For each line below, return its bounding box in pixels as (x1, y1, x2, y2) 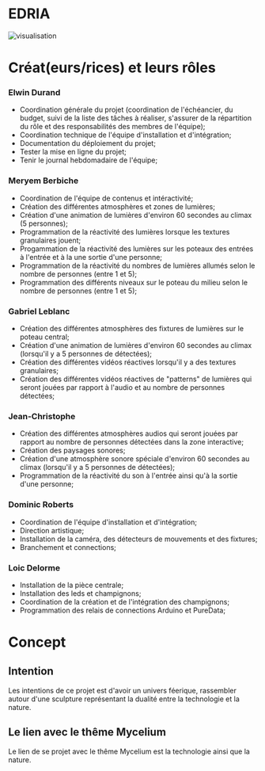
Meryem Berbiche (8, 175, 79, 186)
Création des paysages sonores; (19, 445, 126, 456)
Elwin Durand (8, 87, 61, 98)
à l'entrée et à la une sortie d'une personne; (19, 252, 163, 261)
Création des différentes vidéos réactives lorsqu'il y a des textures (19, 357, 237, 367)
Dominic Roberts (8, 499, 74, 510)
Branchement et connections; (19, 542, 117, 552)
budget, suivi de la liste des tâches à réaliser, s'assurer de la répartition (19, 113, 252, 123)
